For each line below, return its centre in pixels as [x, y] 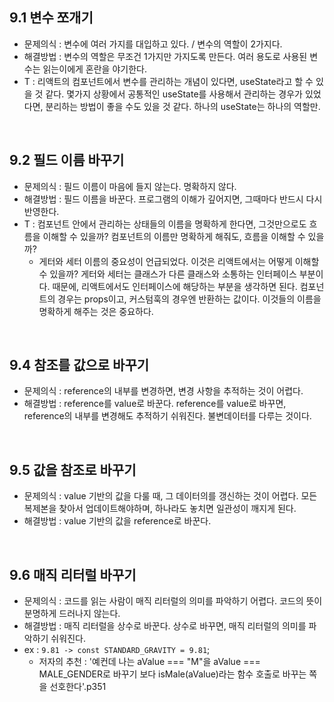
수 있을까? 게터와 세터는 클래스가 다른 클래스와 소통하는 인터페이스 [167, 274]
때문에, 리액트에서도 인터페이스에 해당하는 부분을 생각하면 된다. [175, 286]
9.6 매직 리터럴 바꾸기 [73, 574]
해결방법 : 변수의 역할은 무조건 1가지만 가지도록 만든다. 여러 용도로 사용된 [165, 56]
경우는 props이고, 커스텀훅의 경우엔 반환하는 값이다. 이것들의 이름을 [189, 299]
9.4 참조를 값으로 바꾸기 [79, 365]
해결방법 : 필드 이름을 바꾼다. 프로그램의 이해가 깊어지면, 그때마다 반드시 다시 [173, 199]
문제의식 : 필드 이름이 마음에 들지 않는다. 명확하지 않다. [130, 186]
